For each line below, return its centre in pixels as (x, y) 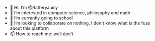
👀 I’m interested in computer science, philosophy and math (70, 13)
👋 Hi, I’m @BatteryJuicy (34, 8)
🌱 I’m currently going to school (41, 18)
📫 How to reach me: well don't (41, 34)
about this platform (29, 28)
